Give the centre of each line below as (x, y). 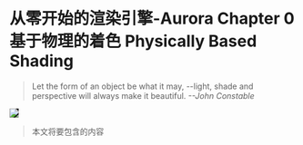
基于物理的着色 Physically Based (133, 41)
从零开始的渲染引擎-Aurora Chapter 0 (152, 19)
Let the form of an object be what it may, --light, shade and (142, 86)
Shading (42, 61)
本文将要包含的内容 (68, 131)
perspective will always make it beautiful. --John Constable (143, 95)
